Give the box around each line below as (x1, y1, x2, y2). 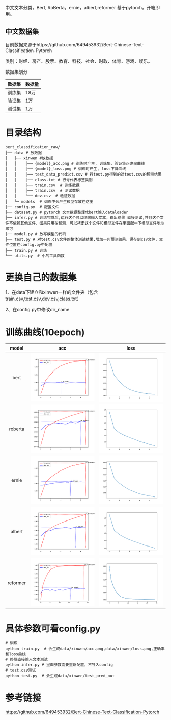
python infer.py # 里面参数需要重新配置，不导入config (5, 662, 113, 667)
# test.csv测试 (5, 668, 36, 673)
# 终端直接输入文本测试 (5, 657, 48, 662)
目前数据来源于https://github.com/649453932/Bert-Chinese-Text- (5, 41, 144, 47)
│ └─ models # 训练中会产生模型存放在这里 (5, 198, 94, 204)
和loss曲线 (5, 652, 26, 657)
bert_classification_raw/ (5, 144, 60, 150)
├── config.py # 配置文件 (5, 204, 60, 209)
